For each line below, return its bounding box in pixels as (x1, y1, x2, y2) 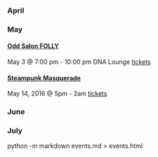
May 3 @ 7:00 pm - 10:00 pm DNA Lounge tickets (7, 58, 151, 66)
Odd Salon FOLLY (7, 42, 60, 51)
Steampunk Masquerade (7, 73, 81, 82)
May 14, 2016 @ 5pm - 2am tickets (7, 89, 107, 98)
